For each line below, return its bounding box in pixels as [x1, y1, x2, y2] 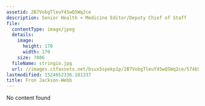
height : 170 [22, 44, 53, 50]
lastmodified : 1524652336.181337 [6, 72, 92, 78]
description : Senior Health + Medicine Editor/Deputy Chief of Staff [6, 15, 187, 21]
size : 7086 [17, 55, 45, 61]
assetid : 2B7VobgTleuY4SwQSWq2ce [6, 9, 92, 15]
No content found [6, 94, 51, 102]
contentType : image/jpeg [12, 26, 75, 32]
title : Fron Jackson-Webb [6, 77, 72, 83]
